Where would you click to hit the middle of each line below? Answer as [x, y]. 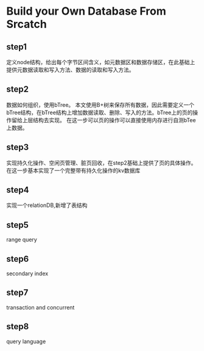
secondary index [27, 273]
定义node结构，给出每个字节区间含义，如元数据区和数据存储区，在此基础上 [101, 62]
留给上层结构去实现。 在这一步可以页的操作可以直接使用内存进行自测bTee [104, 120]
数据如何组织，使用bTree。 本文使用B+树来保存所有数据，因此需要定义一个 [100, 104]
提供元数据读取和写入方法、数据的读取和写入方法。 [70, 70]
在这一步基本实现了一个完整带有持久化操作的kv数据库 [73, 170]
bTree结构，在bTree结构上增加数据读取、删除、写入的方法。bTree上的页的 [100, 112]
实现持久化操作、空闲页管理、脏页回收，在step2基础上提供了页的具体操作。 [101, 162]
